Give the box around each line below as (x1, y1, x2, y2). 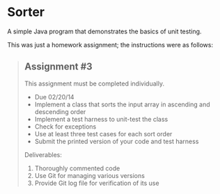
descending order (34, 107, 86, 115)
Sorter (7, 4, 45, 20)
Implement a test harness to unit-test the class (34, 115, 168, 123)
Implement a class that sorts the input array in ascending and (34, 100, 210, 108)
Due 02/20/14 (34, 92, 74, 101)
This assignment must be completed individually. (24, 79, 165, 88)
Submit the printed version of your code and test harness (34, 137, 199, 145)
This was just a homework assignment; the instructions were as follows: (7, 40, 214, 49)
